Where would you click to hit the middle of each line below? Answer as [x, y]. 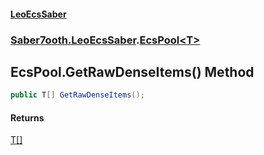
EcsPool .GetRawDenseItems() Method [132, 71]
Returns [27, 117]
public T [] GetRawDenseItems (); [77, 95]
